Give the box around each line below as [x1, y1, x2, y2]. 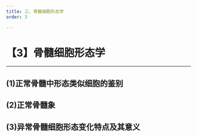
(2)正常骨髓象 [6, 100, 56, 110]
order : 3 [6, 14, 28, 20]
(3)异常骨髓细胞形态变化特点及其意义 [6, 122, 141, 132]
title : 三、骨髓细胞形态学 [6, 8, 64, 15]
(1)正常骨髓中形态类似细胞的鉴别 [6, 78, 123, 88]
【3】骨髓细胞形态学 [6, 46, 106, 59]
